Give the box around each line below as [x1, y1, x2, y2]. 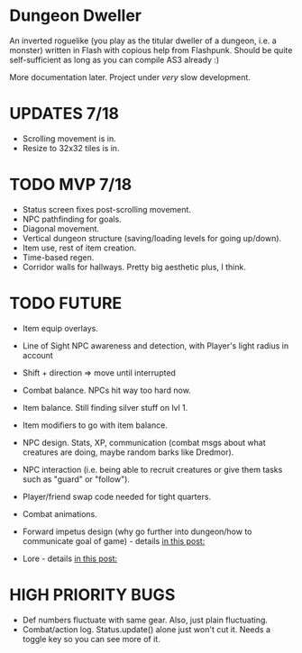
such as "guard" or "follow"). [22, 474, 131, 485]
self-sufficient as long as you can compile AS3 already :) [9, 54, 220, 65]
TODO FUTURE [9, 294, 123, 313]
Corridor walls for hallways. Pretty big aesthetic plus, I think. [22, 261, 246, 272]
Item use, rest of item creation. [22, 242, 137, 253]
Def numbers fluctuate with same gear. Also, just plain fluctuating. [22, 614, 269, 625]
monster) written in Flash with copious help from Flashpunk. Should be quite [9, 44, 293, 55]
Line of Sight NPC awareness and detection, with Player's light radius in [22, 340, 289, 351]
